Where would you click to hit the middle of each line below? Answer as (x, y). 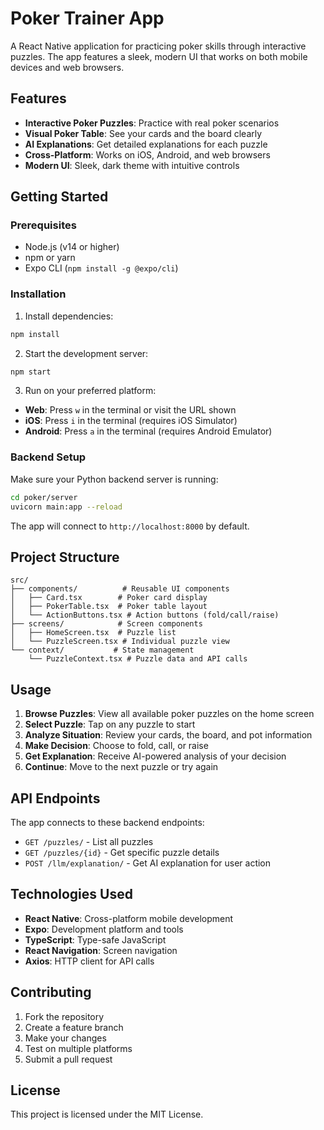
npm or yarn (50, 258)
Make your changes (65, 1038)
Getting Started (59, 197)
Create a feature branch (74, 1027)
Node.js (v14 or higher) (72, 247)
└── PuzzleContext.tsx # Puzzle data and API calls (138, 659)
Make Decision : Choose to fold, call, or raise (116, 746)
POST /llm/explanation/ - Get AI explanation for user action (148, 863)
